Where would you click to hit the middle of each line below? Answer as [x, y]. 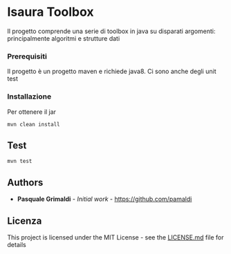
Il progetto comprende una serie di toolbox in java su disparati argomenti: [111, 31]
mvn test [20, 162]
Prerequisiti [27, 56]
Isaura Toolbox [51, 12]
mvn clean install [34, 124]
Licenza [25, 221]
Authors [25, 183]
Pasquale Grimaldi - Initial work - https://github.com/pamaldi [104, 199]
